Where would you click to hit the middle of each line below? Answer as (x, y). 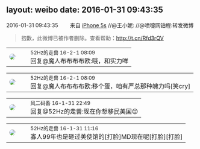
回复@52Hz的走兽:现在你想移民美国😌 (84, 111)
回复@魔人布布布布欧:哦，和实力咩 (79, 61)
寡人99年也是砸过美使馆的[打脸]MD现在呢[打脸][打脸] (107, 136)
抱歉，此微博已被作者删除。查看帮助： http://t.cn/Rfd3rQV (92, 38)
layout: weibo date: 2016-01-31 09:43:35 (85, 10)
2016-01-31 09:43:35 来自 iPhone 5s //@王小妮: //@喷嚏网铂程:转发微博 (100, 25)
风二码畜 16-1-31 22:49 (61, 103)
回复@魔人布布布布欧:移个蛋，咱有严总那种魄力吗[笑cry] (111, 86)
